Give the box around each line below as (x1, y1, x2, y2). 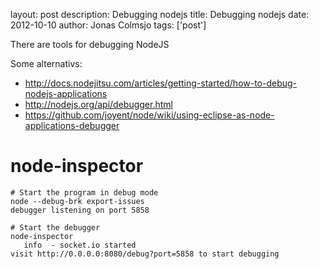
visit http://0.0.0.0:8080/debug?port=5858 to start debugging (10, 249, 280, 259)
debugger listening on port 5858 (10, 205, 150, 215)
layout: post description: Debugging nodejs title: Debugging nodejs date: (10, 9, 310, 20)
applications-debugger (24, 120, 120, 131)
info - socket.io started (23, 240, 137, 250)
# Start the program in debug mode (10, 187, 159, 198)
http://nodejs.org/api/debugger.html (24, 99, 173, 110)
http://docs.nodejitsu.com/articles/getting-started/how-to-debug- (24, 77, 298, 89)
